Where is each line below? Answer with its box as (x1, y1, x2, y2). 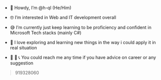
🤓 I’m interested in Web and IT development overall (10, 14, 117, 20)
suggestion (10, 60, 34, 66)
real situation (10, 45, 37, 50)
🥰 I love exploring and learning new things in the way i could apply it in (10, 39, 156, 45)
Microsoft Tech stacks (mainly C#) (10, 30, 82, 35)
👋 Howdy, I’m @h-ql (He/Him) (10, 5, 71, 10)
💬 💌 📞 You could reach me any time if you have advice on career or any (10, 54, 156, 60)
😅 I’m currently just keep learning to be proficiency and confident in (10, 24, 152, 30)
